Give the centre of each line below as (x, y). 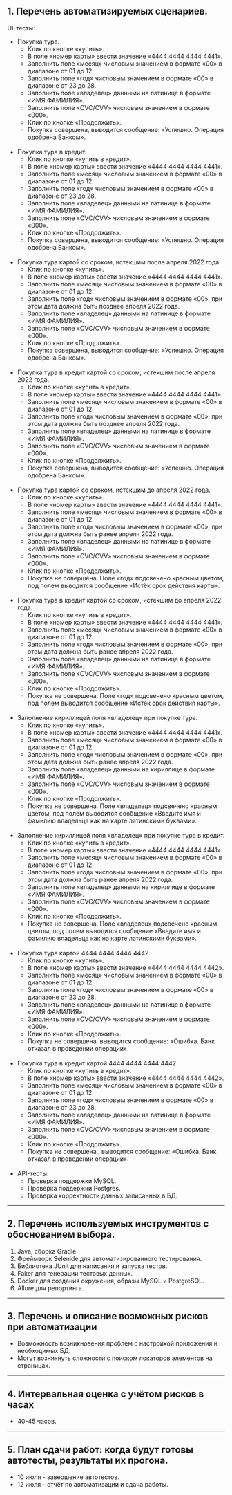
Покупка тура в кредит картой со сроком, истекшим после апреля (116, 372)
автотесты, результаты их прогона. (88, 1460)
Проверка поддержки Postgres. (74, 1188)
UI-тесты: (21, 28)
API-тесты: (33, 1173)
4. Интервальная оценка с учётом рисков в (106, 1394)
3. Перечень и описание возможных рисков (108, 1316)
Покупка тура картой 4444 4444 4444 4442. (84, 953)
